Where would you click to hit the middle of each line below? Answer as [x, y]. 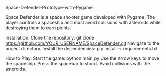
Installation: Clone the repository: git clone [50, 38]
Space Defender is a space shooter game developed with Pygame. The [80, 17]
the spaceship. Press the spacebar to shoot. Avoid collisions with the [78, 64]
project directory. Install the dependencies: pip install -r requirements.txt [81, 48]
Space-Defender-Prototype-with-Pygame [49, 7]
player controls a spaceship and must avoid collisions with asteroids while [83, 23]
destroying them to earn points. [38, 28]
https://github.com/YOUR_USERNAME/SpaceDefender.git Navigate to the [82, 43]
